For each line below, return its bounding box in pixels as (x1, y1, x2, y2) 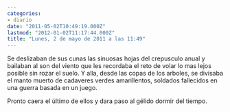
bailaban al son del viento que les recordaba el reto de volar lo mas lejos (7, 62, 211, 70)
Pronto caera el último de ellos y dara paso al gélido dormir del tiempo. (7, 97, 207, 105)
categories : (7, 10, 41, 17)
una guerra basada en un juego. (7, 84, 97, 92)
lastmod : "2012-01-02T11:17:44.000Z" (7, 29, 115, 36)
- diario (7, 16, 32, 23)
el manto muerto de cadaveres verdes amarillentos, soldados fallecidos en (7, 76, 218, 85)
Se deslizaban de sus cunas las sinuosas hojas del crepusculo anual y (7, 54, 205, 63)
